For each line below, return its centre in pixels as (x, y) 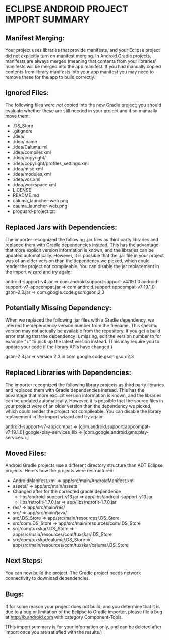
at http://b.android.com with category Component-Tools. (64, 617)
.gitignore (22, 131)
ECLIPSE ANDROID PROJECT (67, 9)
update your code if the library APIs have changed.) (59, 347)
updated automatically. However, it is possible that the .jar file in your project (85, 255)
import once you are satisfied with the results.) (54, 632)
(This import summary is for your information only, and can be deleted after (83, 627)
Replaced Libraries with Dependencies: (68, 372)
